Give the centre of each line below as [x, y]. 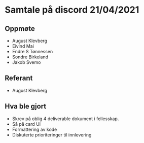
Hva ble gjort [26, 106]
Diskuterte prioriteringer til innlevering [52, 135]
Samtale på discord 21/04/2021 [72, 10]
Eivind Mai [23, 46]
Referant [19, 78]
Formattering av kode [34, 129]
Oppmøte [20, 29]
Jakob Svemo [26, 62]
